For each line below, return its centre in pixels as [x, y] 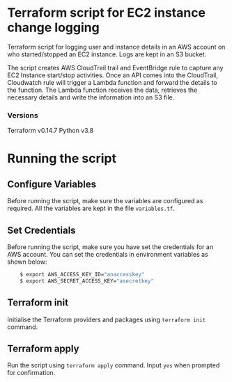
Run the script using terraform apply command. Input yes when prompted [114, 365]
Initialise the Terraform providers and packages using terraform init [107, 319]
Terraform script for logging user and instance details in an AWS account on [116, 47]
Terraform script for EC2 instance [107, 13]
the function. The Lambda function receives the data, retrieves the [102, 90]
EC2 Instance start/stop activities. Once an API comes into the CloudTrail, [113, 75]
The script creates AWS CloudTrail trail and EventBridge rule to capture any [115, 67]
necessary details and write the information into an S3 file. [91, 97]
